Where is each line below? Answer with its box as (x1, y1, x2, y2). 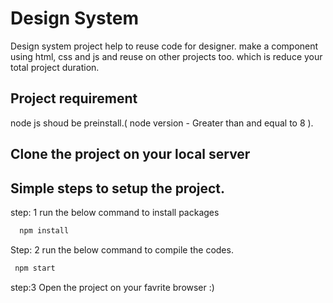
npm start (14, 263, 56, 273)
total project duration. (10, 61, 100, 73)
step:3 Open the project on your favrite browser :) (10, 281, 215, 293)
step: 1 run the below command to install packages (10, 206, 220, 218)
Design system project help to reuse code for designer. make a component (10, 40, 319, 52)
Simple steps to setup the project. (10, 180, 226, 197)
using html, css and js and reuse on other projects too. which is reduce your (10, 50, 323, 62)
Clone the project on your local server (10, 146, 251, 163)
